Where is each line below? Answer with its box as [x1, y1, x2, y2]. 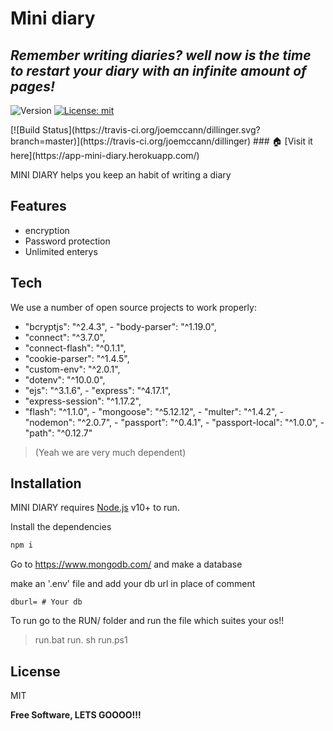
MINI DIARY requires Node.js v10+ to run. [10, 502, 180, 514]
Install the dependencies [10, 521, 112, 533]
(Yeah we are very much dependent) [34, 446, 187, 458]
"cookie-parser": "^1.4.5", [24, 352, 130, 364]
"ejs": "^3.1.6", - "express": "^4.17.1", [24, 384, 172, 396]
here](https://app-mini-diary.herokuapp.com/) [10, 150, 200, 161]
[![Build [10, 124, 41, 136]
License [10, 663, 61, 680]
